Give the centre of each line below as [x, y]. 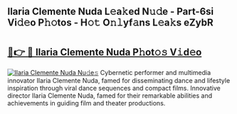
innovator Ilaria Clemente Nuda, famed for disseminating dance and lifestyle [119, 80]
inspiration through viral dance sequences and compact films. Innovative [114, 88]
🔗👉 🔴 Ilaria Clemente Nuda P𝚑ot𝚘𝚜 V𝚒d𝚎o [105, 52]
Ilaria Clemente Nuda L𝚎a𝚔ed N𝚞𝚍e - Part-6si [111, 12]
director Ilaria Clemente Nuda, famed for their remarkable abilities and [110, 96]
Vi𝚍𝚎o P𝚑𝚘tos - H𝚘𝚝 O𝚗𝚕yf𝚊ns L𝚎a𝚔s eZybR [110, 23]
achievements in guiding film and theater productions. [86, 103]
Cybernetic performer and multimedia [156, 73]
